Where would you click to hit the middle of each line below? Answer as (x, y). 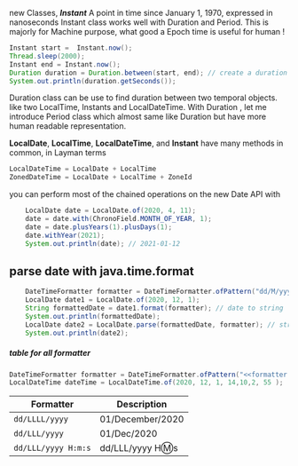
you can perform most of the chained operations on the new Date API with (145, 194)
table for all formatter (50, 353)
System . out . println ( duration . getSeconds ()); (93, 81)
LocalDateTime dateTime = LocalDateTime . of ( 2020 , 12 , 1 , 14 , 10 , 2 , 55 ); (146, 383)
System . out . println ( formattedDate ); (93, 316)
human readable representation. (68, 126)
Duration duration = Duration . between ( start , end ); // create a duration (149, 73)
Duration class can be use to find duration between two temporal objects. (143, 98)
